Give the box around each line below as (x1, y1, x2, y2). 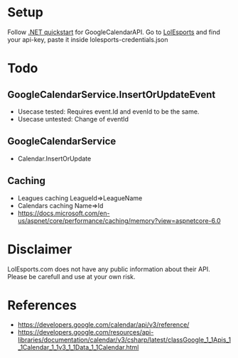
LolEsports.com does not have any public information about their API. (7, 264, 211, 273)
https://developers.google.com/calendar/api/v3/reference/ (17, 320, 190, 329)
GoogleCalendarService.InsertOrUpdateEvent (7, 88, 216, 100)
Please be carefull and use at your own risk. (7, 272, 136, 281)
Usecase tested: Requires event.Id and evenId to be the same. (17, 107, 200, 116)
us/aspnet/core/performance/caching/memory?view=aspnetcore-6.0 (17, 216, 222, 224)
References (7, 297, 77, 313)
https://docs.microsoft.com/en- (17, 209, 110, 217)
